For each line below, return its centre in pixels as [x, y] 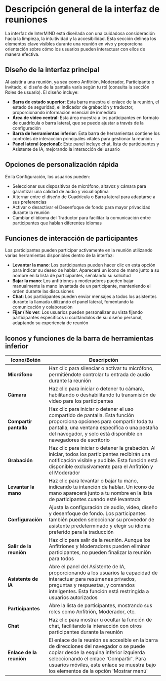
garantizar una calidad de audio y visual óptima [60, 191]
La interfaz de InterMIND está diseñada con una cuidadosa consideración [80, 33]
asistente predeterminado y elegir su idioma [100, 526]
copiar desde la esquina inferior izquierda [97, 652]
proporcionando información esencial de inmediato [64, 112]
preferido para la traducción [81, 532]
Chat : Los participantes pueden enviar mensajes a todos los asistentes [84, 297]
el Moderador [64, 473]
